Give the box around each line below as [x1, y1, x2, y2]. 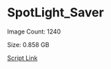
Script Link [7, 53, 38, 62]
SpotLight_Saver [7, 5, 105, 20]
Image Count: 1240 [7, 27, 61, 36]
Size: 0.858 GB [7, 40, 50, 49]
